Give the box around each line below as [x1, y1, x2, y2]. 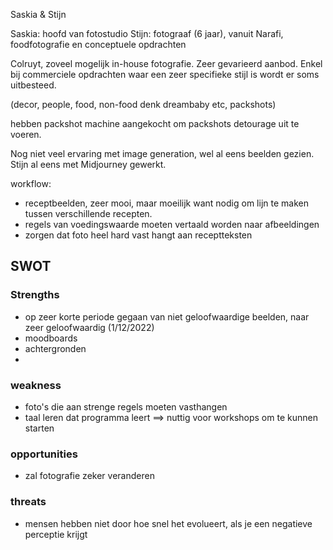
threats [10, 495, 47, 509]
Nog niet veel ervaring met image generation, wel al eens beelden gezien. [10, 148, 315, 159]
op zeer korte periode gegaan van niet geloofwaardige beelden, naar [24, 310, 310, 323]
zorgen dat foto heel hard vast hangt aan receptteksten [24, 229, 253, 241]
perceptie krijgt [24, 528, 88, 540]
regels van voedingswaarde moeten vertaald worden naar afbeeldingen [24, 219, 320, 230]
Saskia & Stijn [10, 9, 67, 20]
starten [24, 422, 55, 434]
